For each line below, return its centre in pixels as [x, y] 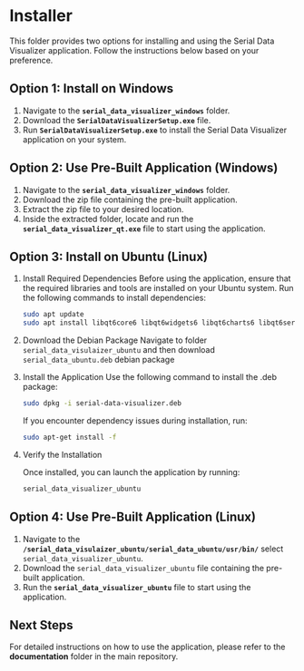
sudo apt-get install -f [69, 437]
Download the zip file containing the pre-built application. [130, 199]
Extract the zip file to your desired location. [103, 209]
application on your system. [74, 139]
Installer [41, 16]
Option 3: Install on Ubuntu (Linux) [109, 256]
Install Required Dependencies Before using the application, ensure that [157, 278]
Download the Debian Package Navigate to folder [115, 340]
